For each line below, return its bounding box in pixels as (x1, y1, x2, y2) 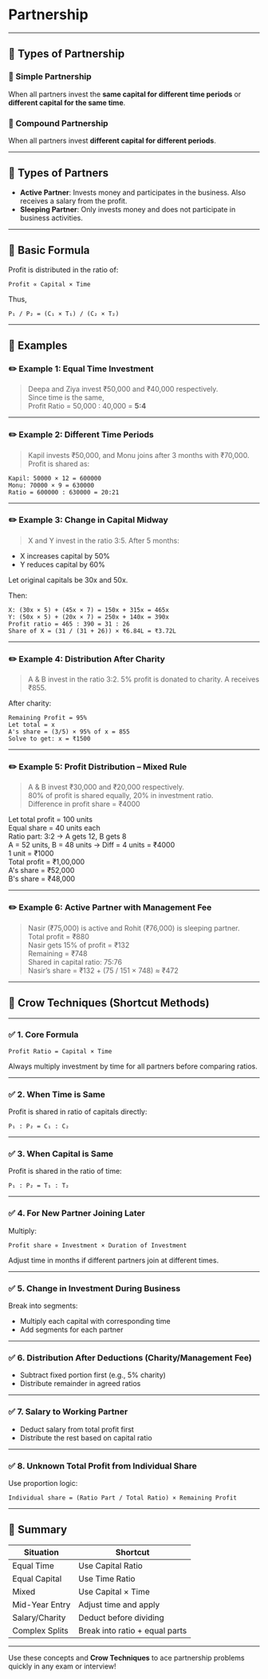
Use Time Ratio (78, 1573, 136, 1584)
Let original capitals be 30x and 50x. (8, 575, 128, 584)
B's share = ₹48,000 (8, 874, 76, 883)
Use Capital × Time (78, 1586, 150, 1597)
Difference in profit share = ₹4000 (27, 800, 141, 809)
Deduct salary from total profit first (19, 1424, 134, 1434)
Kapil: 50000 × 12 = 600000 (8, 474, 102, 482)
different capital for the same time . (8, 97, 126, 107)
